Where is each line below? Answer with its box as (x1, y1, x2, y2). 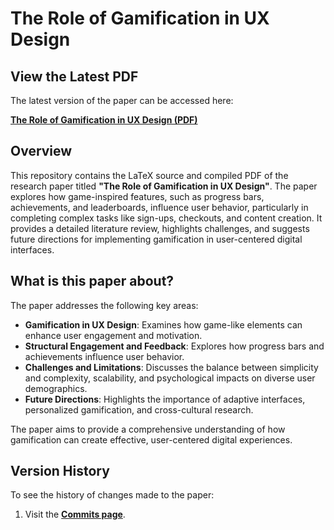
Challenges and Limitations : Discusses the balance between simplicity (24, 361, 319, 373)
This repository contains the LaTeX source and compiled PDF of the (10, 169, 289, 181)
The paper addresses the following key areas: (10, 299, 199, 311)
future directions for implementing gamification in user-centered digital (10, 233, 303, 245)
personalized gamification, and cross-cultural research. (24, 403, 254, 416)
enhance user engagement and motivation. (24, 329, 203, 341)
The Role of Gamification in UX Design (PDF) (10, 114, 198, 126)
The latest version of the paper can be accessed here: (10, 95, 234, 106)
